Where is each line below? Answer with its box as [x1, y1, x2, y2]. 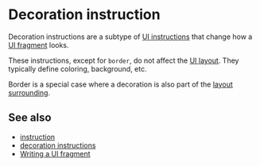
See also [8, 111, 52, 125]
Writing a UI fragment [19, 149, 91, 158]
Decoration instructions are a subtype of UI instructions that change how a [8, 32, 253, 41]
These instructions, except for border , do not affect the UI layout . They [8, 56, 239, 65]
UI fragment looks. [8, 40, 69, 49]
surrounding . [8, 87, 51, 97]
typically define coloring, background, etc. [8, 64, 147, 73]
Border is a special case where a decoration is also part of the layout [8, 79, 233, 89]
